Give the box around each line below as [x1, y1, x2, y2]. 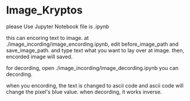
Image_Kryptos [6, 4, 83, 17]
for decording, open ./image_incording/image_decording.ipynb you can [6, 64, 179, 71]
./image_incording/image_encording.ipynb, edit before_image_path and [6, 41, 179, 48]
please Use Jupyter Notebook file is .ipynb [6, 23, 109, 30]
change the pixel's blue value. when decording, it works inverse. [6, 88, 162, 95]
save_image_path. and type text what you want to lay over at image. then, [6, 46, 185, 53]
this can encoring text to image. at [6, 34, 89, 41]
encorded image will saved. [6, 53, 73, 60]
